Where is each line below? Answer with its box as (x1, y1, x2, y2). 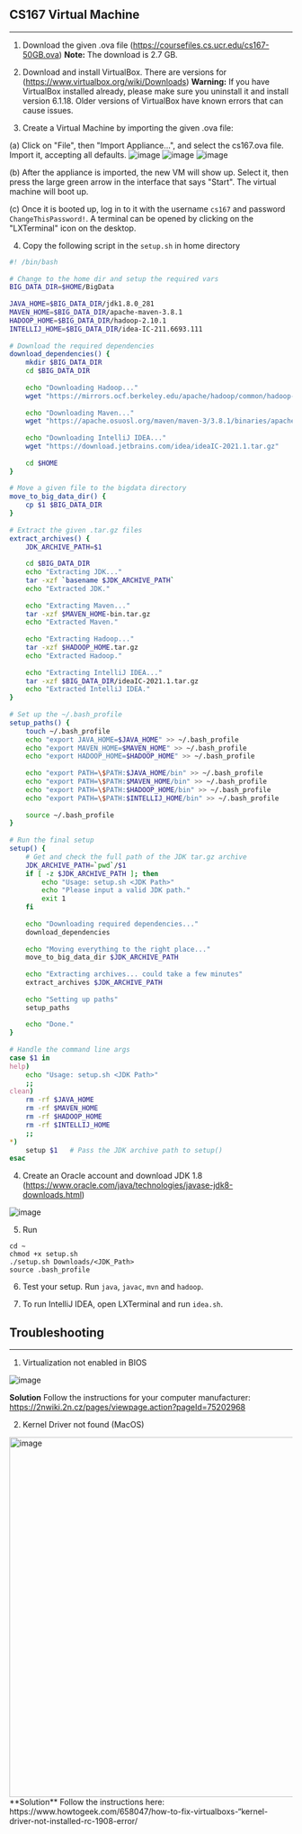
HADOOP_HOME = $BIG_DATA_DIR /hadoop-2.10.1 (9, 315, 167, 325)
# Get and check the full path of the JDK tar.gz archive (25, 852, 247, 862)
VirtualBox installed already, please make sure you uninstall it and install (22, 86, 289, 96)
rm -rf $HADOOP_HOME (25, 1112, 102, 1121)
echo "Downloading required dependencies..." (25, 919, 200, 928)
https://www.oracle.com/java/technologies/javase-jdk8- (25, 1180, 234, 1191)
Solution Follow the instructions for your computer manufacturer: (9, 1392, 251, 1403)
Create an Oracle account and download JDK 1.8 (22, 1171, 203, 1182)
